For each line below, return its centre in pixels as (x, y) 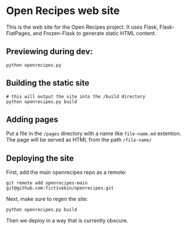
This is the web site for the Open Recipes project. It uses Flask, (82, 27)
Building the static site (48, 83)
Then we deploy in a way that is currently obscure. (67, 221)
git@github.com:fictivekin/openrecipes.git (60, 188)
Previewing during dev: (50, 52)
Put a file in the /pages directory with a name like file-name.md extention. (94, 133)
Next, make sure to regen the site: (47, 199)
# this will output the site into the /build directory (76, 97)
